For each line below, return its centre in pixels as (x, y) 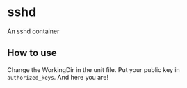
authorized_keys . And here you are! (58, 77)
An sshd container (33, 31)
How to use (32, 53)
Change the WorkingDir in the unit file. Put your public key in (94, 69)
